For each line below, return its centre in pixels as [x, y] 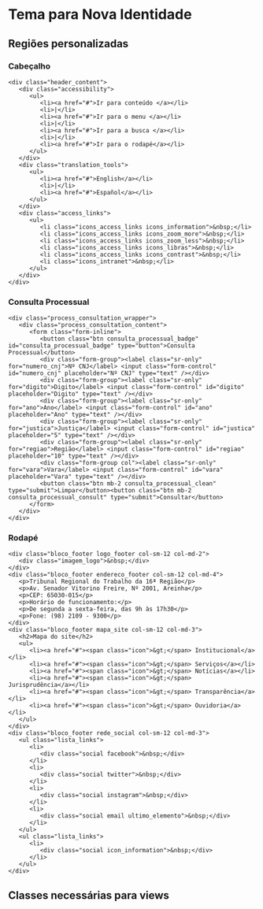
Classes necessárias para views [89, 895]
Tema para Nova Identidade [100, 15]
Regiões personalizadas [69, 44]
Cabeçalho [30, 66]
